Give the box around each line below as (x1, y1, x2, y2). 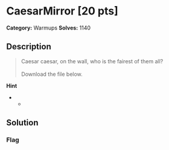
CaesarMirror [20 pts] (6, 4, 119, 18)
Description (6, 42, 51, 52)
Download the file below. (21, 70, 83, 78)
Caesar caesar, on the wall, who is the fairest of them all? (21, 57, 164, 64)
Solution (6, 117, 39, 128)
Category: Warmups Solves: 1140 (6, 24, 91, 31)
